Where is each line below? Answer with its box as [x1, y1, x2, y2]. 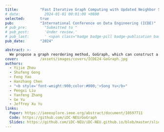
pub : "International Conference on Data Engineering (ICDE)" [5, 20, 156, 26]
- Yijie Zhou [9, 66, 36, 70]
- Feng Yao [9, 75, 32, 80]
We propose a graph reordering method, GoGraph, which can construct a [9, 52, 159, 57]
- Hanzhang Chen [9, 79, 42, 84]
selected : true [5, 16, 49, 21]
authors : [5, 61, 23, 66]
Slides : [9, 119, 25, 124]
